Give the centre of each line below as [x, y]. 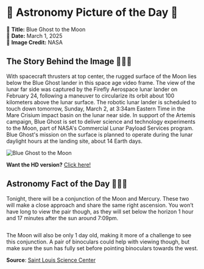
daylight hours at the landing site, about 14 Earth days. [75, 141]
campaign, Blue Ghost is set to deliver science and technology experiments [101, 121]
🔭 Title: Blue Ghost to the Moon [46, 29]
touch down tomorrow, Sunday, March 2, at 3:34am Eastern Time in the [96, 109]
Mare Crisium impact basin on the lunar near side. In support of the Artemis [101, 115]
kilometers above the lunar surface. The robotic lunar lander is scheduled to [101, 102]
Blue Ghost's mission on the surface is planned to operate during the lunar [100, 134]
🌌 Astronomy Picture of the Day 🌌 [92, 13]
